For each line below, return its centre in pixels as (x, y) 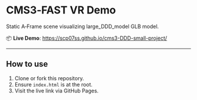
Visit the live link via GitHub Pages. (56, 91)
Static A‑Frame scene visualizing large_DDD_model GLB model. (83, 26)
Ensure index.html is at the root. (53, 84)
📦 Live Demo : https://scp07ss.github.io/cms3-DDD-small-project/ (86, 38)
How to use (27, 64)
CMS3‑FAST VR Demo (61, 10)
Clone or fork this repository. (49, 78)
